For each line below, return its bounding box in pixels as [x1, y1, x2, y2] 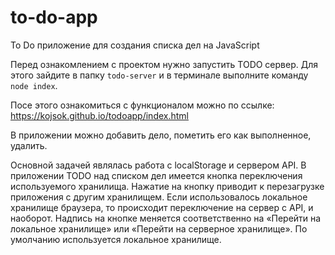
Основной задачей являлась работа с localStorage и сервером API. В [10, 159, 307, 171]
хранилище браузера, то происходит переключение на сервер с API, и [10, 201, 314, 213]
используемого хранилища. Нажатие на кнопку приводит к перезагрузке [10, 180, 325, 192]
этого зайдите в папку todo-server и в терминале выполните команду [10, 69, 309, 81]
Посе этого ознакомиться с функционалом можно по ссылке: [10, 99, 275, 111]
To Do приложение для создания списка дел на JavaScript [10, 39, 260, 51]
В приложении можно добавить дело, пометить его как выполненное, [10, 129, 312, 141]
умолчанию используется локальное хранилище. [10, 233, 222, 245]
